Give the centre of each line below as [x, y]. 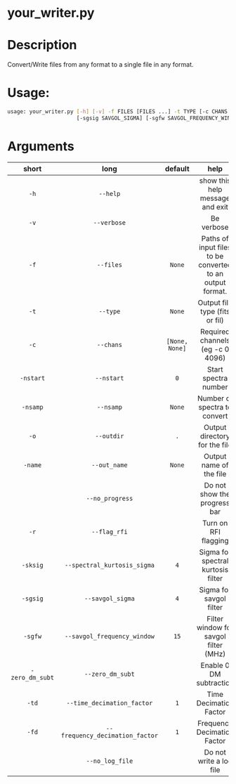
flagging [215, 540]
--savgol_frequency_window [109, 636]
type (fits [215, 311]
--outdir [109, 436]
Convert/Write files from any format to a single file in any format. [101, 65]
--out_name [109, 465]
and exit [215, 207]
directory [215, 436]
